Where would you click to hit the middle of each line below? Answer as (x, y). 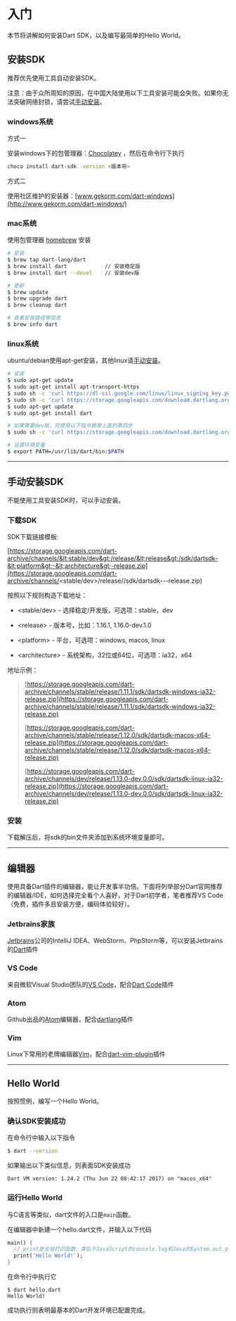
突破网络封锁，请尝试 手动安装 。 (59, 101)
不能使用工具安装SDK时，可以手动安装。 (66, 500)
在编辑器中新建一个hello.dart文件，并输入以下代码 (80, 1230)
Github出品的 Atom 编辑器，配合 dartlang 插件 (70, 1019)
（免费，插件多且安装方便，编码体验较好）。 (70, 904)
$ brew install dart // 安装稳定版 (74, 266)
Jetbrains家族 (31, 924)
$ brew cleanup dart (38, 305)
